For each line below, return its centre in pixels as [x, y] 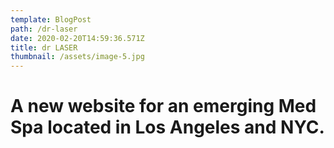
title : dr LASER [44, 47]
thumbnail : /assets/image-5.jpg [77, 57]
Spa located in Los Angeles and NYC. [167, 127]
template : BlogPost [51, 19]
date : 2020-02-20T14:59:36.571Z [77, 38]
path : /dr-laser [44, 29]
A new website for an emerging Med [163, 106]
